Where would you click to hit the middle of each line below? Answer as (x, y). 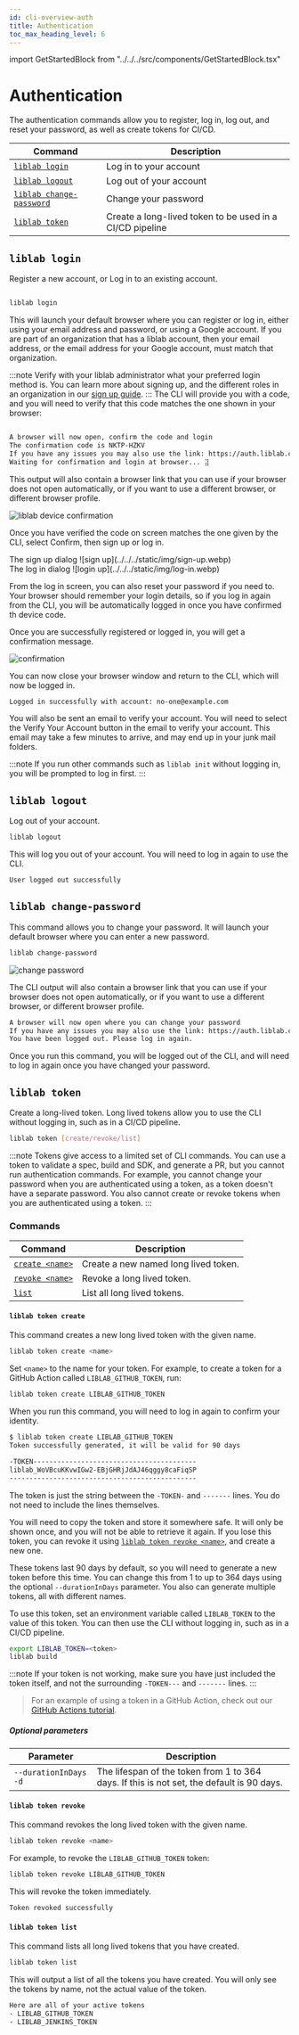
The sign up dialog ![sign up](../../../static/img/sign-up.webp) (120, 559)
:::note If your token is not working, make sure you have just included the (142, 1674)
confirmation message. (52, 641)
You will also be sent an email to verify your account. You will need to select (148, 718)
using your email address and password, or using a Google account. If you (145, 329)
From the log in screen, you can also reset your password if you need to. (142, 586)
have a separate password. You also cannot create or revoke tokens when (145, 1193)
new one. (26, 1550)
